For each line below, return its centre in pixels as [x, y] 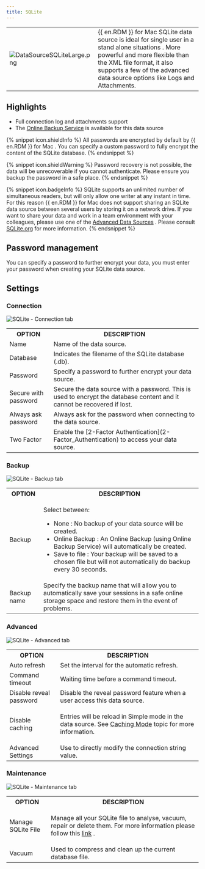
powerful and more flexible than [143, 54]
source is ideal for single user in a [146, 39]
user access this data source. [102, 700]
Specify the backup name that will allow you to [110, 585]
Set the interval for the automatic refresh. [119, 665]
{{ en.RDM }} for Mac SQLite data [145, 32]
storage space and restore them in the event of [111, 601]
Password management [52, 248]
